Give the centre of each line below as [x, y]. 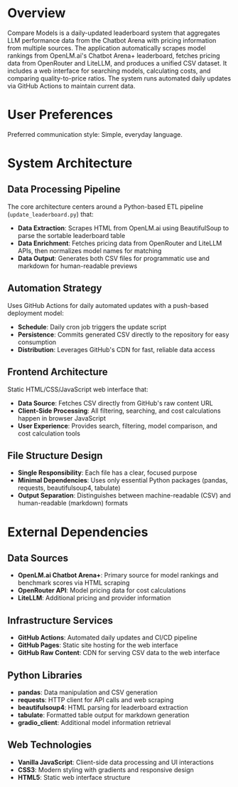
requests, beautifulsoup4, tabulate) [69, 488]
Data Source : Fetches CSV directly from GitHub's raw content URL [115, 403]
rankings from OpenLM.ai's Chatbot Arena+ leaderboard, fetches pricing [114, 56]
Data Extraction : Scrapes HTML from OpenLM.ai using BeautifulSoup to [123, 228]
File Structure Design [55, 455]
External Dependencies [78, 532]
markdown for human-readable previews [77, 266]
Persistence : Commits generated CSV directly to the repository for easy [123, 334]
